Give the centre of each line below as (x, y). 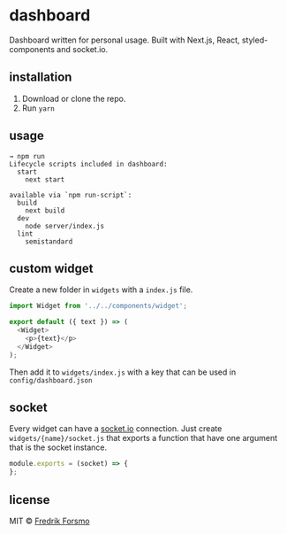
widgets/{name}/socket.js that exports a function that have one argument (143, 438)
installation (41, 77)
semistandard (49, 241)
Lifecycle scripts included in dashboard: (88, 164)
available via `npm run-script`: (71, 195)
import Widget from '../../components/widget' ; (98, 306)
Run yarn (38, 108)
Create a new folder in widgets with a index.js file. (101, 290)
